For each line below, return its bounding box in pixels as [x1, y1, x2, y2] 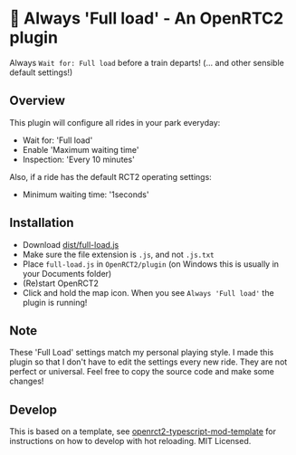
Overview [9, 93, 66, 109]
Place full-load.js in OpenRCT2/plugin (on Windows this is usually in [22, 258, 279, 270]
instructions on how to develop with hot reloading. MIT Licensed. [9, 436, 252, 447]
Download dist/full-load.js [22, 239, 119, 250]
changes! [9, 375, 44, 387]
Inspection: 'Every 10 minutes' [22, 154, 136, 165]
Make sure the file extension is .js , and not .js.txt [22, 249, 215, 260]
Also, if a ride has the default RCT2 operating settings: [9, 171, 213, 182]
